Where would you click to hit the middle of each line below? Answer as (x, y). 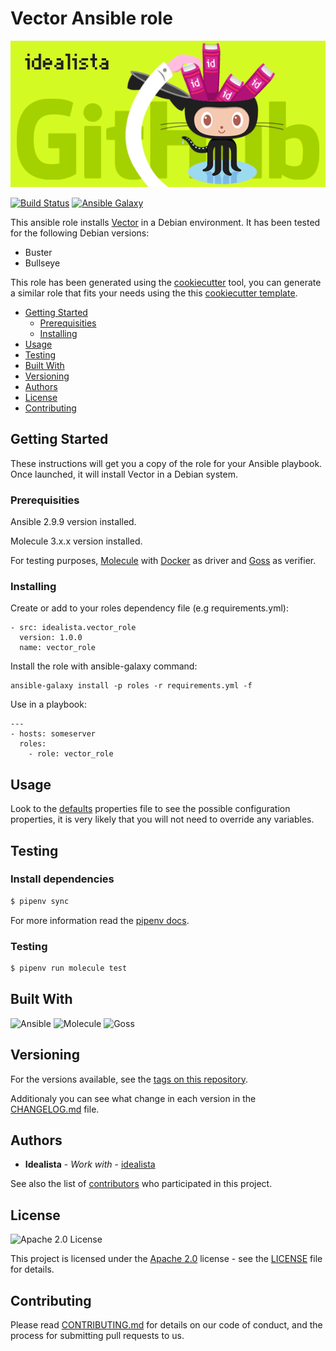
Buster (38, 252)
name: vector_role (58, 648)
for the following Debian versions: (80, 233)
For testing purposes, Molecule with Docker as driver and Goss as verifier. (163, 561)
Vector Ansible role (91, 18)
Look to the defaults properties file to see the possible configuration (150, 809)
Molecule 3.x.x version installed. (76, 541)
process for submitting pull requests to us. (97, 1335)
